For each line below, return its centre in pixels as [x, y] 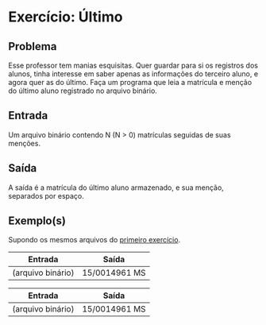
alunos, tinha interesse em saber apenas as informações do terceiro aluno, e [133, 74]
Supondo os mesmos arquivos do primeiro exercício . [94, 240]
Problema [33, 46]
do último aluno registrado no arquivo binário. [83, 91]
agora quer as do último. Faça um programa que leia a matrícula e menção [130, 82]
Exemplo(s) [37, 221]
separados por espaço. [46, 195]
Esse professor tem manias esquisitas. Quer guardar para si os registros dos [133, 65]
